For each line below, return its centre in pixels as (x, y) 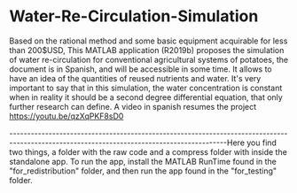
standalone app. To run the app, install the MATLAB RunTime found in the (143, 161)
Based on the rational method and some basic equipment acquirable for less (148, 41)
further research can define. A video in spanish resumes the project (133, 106)
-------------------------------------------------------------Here (127, 143)
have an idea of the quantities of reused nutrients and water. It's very (135, 78)
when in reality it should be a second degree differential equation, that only (146, 97)
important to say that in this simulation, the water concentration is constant (146, 88)
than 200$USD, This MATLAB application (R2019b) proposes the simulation (147, 50)
